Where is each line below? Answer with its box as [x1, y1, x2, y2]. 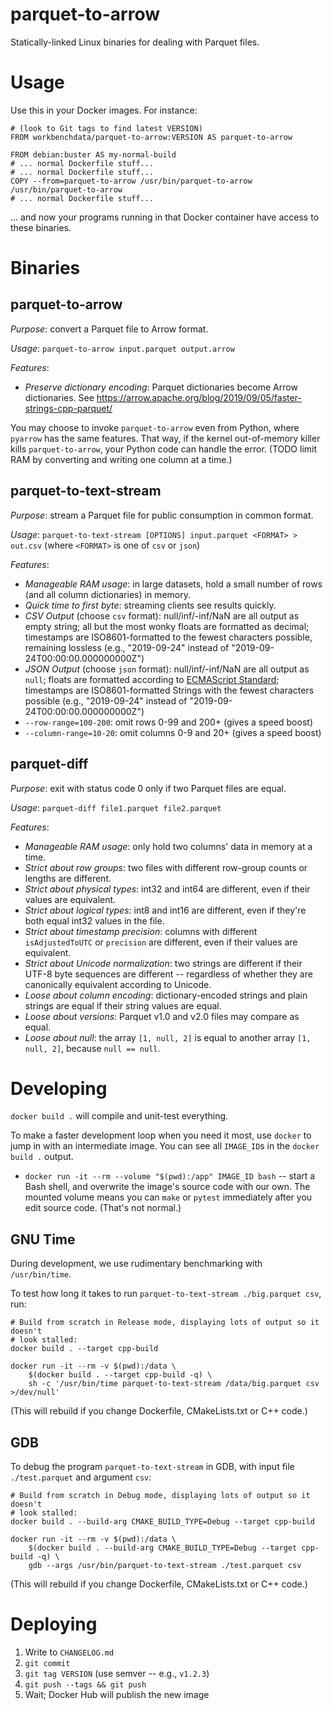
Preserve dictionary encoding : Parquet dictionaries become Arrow [24, 381, 298, 393]
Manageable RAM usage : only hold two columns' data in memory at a [24, 840, 313, 852]
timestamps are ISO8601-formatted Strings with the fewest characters [24, 684, 315, 696]
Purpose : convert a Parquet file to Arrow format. [10, 323, 209, 335]
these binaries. [10, 221, 72, 233]
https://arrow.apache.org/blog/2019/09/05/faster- [96, 391, 302, 403]
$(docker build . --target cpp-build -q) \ [28, 1370, 213, 1380]
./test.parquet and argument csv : [10, 1471, 152, 1483]
